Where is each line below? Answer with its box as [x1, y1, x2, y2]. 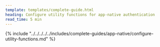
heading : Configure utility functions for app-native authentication [5, 12, 155, 17]
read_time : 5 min [5, 17, 42, 22]
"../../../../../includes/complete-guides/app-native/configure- [29, 31, 154, 37]
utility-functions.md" [5, 36, 48, 42]
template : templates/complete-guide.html [5, 7, 94, 13]
